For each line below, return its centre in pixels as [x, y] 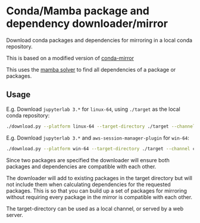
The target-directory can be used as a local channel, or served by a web [95, 208]
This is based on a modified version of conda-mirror [70, 58]
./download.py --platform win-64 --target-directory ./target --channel [98, 148]
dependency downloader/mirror [87, 24]
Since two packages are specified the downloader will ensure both [88, 160]
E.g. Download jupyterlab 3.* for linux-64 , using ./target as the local [93, 109]
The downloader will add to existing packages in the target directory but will [99, 178]
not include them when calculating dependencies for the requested [88, 184]
